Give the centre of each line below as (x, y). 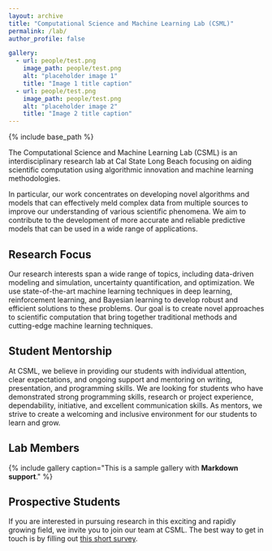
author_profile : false (47, 39)
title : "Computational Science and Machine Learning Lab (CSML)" (121, 24)
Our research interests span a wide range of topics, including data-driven (131, 274)
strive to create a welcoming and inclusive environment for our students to (133, 414)
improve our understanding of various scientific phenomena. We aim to (127, 211)
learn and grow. (35, 423)
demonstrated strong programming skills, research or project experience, (131, 397)
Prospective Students (65, 502)
